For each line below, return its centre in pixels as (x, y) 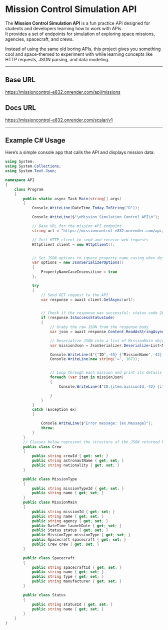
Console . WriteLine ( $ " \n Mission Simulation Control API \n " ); (96, 217)
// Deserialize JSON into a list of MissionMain (101, 341)
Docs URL (21, 108)
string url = (45, 231)
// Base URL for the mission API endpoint (77, 226)
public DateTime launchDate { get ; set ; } (77, 526)
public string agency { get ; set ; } (70, 521)
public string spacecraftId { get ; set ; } (77, 567)
